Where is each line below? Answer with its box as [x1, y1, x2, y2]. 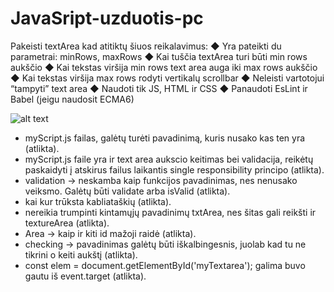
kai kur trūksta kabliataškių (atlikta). [24, 195, 172, 207]
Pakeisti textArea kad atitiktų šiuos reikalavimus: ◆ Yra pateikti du [10, 40, 282, 52]
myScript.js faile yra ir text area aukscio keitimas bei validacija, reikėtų [24, 153, 314, 165]
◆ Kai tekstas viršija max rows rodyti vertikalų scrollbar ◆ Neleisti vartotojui [10, 72, 325, 84]
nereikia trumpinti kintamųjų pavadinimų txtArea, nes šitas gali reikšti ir [24, 206, 317, 218]
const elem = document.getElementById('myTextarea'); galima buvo [24, 259, 306, 271]
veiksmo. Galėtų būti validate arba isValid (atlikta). [24, 185, 231, 197]
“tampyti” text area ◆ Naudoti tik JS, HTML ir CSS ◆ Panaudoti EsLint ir [10, 82, 308, 94]
